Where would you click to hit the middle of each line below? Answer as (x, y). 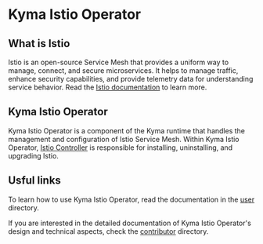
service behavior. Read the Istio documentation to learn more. (108, 87)
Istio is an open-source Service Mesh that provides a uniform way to (119, 62)
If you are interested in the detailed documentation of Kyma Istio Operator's (130, 223)
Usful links (34, 181)
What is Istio (39, 44)
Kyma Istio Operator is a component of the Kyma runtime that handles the (126, 130)
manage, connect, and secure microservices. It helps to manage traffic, (123, 71)
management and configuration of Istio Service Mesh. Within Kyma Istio (124, 139)
